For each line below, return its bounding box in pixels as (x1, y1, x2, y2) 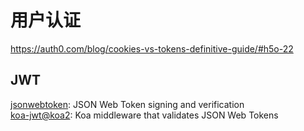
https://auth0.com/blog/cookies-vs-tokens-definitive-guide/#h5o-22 (10, 42, 294, 55)
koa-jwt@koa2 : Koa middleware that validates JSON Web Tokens (10, 109, 279, 121)
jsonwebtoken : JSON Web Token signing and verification (10, 98, 245, 110)
